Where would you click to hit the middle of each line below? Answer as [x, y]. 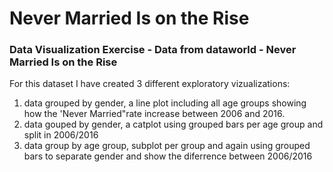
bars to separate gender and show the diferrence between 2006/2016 [168, 156]
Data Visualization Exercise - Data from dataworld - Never [153, 50]
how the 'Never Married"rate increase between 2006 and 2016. [154, 114]
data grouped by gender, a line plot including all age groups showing [165, 103]
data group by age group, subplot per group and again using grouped [167, 146]
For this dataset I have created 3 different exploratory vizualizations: [150, 84]
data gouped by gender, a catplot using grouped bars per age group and [173, 124]
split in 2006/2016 [61, 135]
